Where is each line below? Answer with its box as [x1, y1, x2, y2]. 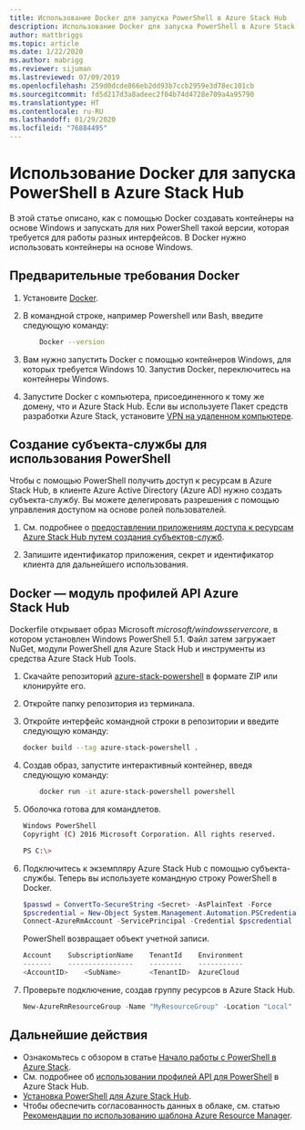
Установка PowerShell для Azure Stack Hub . [22, 1090, 192, 1101]
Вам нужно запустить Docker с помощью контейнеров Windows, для [22, 353, 291, 365]
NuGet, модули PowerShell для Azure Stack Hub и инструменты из [9, 643, 266, 654]
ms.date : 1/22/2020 [9, 47, 84, 57]
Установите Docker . [22, 292, 98, 303]
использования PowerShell [9, 451, 171, 466]
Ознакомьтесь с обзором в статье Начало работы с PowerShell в [22, 1052, 277, 1062]
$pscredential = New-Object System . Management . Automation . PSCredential [22, 908, 300, 917]
